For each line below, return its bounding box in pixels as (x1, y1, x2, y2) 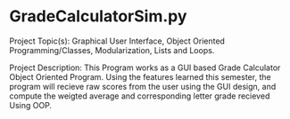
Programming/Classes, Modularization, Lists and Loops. (9, 44, 215, 55)
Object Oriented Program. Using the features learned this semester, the (9, 71, 271, 82)
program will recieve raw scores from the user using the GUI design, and (9, 81, 277, 91)
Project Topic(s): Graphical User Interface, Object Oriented (9, 36, 226, 46)
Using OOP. (9, 99, 52, 110)
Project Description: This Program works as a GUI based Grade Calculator (9, 62, 281, 73)
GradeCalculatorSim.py (9, 6, 187, 27)
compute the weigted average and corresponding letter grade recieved (9, 91, 270, 101)
